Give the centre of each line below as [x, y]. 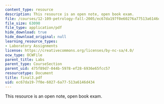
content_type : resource [29, 10]
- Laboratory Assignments [31, 46]
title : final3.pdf [24, 78]
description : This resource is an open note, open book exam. [70, 14]
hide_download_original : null [36, 37]
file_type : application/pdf [34, 28]
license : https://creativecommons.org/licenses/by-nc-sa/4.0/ [70, 50]
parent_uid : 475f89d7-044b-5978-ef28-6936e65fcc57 [58, 69]
